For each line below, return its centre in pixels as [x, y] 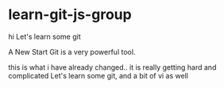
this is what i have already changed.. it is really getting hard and [112, 67]
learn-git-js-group [70, 15]
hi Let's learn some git [44, 36]
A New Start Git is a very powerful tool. [72, 52]
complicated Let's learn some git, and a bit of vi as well [98, 75]
